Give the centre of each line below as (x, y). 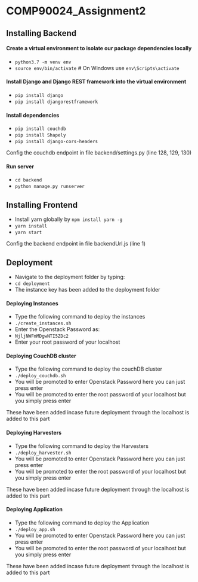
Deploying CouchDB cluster (41, 356)
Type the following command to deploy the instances (80, 317)
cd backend (28, 180)
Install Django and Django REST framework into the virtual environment (96, 81)
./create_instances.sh (43, 324)
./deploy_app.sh (35, 529)
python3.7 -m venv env (43, 62)
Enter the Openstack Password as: (57, 329)
